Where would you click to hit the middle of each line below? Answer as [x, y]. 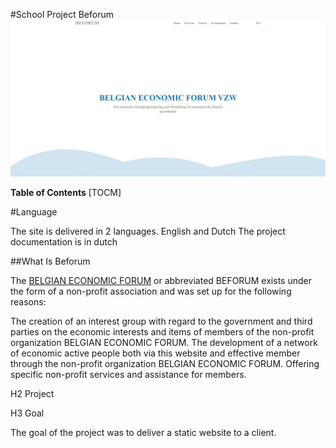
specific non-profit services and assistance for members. [128, 375]
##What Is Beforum [50, 261]
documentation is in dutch [64, 242]
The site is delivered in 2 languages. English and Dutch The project [148, 231]
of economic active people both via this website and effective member [155, 353]
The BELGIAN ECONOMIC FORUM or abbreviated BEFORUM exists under [161, 281]
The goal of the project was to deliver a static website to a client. [143, 433]
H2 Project [32, 394]
